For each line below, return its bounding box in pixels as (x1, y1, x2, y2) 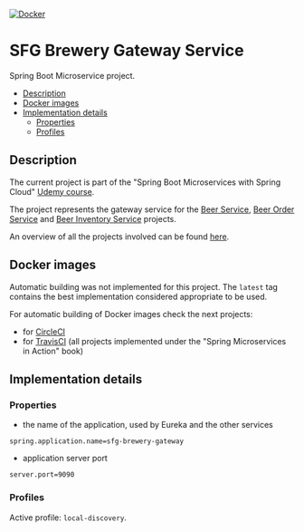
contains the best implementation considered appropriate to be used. (9, 291, 268, 302)
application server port (22, 453, 109, 464)
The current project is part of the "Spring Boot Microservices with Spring (9, 177, 281, 188)
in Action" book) (22, 345, 84, 356)
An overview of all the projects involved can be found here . (9, 231, 230, 242)
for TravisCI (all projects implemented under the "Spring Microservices (22, 335, 287, 346)
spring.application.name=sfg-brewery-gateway (9, 437, 184, 446)
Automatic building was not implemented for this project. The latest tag (9, 281, 279, 292)
